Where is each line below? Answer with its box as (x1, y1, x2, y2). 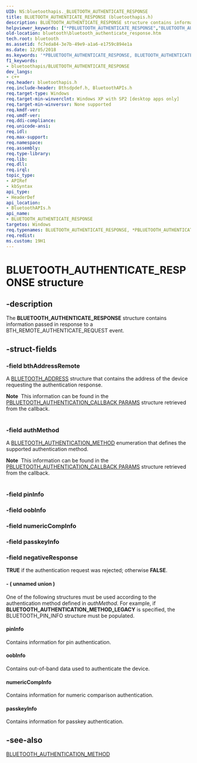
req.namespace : (6, 139, 43, 146)
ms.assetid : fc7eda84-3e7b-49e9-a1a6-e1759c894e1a (6, 42, 133, 48)
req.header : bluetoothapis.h (6, 80, 77, 86)
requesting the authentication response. (6, 381, 103, 388)
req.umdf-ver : (6, 112, 41, 118)
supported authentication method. (6, 446, 89, 453)
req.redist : (6, 233, 35, 238)
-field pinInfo (6, 490, 44, 499)
